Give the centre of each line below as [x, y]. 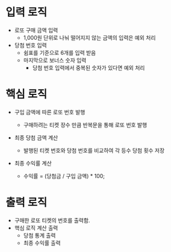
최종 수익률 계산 [33, 163]
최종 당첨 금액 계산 [36, 137]
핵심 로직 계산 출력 [36, 228]
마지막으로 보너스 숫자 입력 [55, 60]
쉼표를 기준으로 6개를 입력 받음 [60, 52]
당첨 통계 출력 [39, 235]
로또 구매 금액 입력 [36, 30]
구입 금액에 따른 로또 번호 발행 [50, 112]
